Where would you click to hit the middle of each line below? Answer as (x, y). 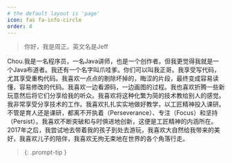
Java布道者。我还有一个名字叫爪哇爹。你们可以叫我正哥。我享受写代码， (117, 70)
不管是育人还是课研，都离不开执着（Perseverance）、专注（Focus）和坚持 (113, 113)
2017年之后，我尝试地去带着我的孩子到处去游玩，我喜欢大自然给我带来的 (110, 130)
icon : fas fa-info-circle (44, 20)
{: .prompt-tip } (45, 153)
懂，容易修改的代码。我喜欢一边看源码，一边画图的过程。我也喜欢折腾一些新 (116, 87)
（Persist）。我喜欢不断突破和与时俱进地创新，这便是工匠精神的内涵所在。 (112, 122)
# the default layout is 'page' (54, 13)
